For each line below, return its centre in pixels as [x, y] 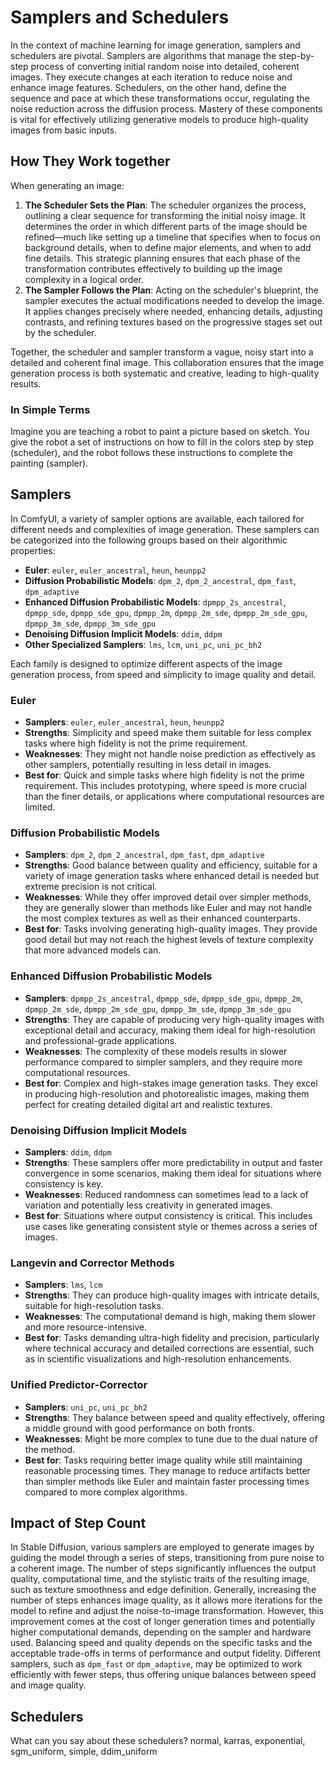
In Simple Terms [50, 409]
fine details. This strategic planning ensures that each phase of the [162, 258]
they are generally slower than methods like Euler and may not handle [168, 908]
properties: [33, 550]
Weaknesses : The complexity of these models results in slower [156, 1051]
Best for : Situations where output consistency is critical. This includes [168, 1216]
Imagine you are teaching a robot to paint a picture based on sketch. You [160, 432]
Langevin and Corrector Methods [92, 1263]
